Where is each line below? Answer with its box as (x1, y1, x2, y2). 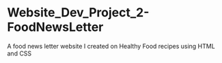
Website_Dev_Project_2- (7, 5, 150, 21)
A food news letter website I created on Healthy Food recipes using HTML (7, 42, 215, 50)
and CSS (7, 49, 32, 58)
